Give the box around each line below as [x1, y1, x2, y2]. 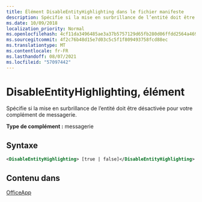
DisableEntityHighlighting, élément [6, 85, 185, 99]
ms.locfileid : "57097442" [6, 59, 71, 65]
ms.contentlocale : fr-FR [6, 48, 69, 54]
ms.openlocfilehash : [6, 31, 58, 37]
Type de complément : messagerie [6, 123, 94, 130]
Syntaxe [6, 140, 38, 150]
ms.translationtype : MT [6, 43, 66, 49]
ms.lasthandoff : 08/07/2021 [6, 54, 77, 60]
